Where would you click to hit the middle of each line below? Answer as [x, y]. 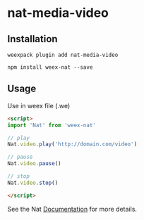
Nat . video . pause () [34, 164]
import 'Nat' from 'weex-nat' [52, 125]
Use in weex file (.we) [39, 105]
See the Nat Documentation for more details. [72, 209]
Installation [32, 39]
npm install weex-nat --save [50, 67]
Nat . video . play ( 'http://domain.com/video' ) [72, 144]
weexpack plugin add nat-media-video [63, 55]
